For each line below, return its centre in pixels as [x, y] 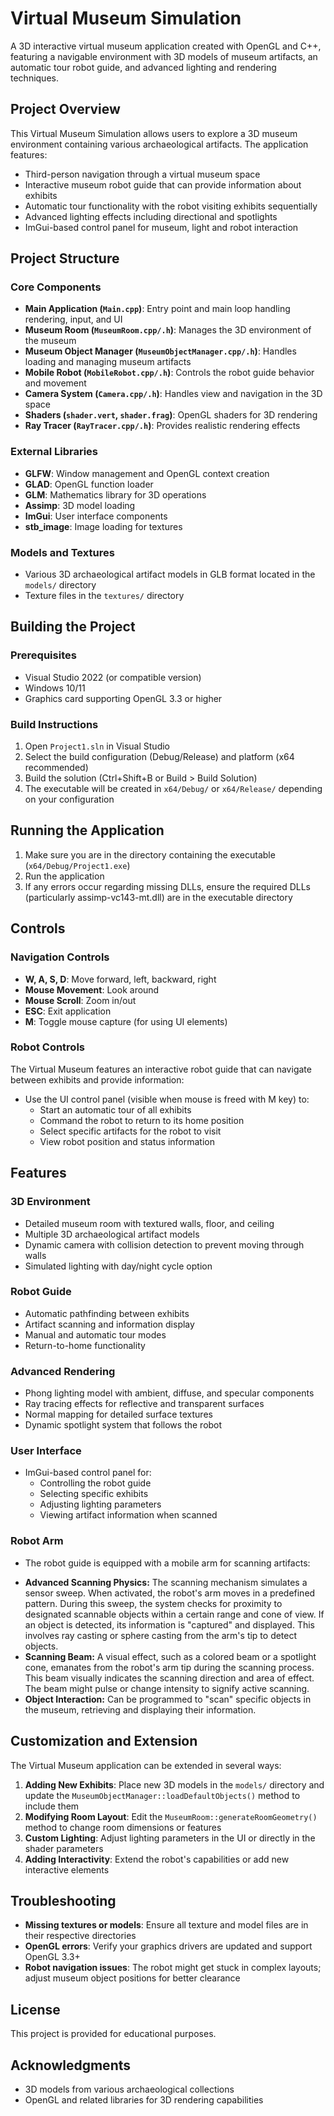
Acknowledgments [71, 2065]
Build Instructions [54, 724]
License [35, 2009]
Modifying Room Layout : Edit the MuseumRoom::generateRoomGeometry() [171, 1816]
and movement [55, 383]
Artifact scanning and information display [109, 1324]
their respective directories [80, 1936]
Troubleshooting [63, 1900]
